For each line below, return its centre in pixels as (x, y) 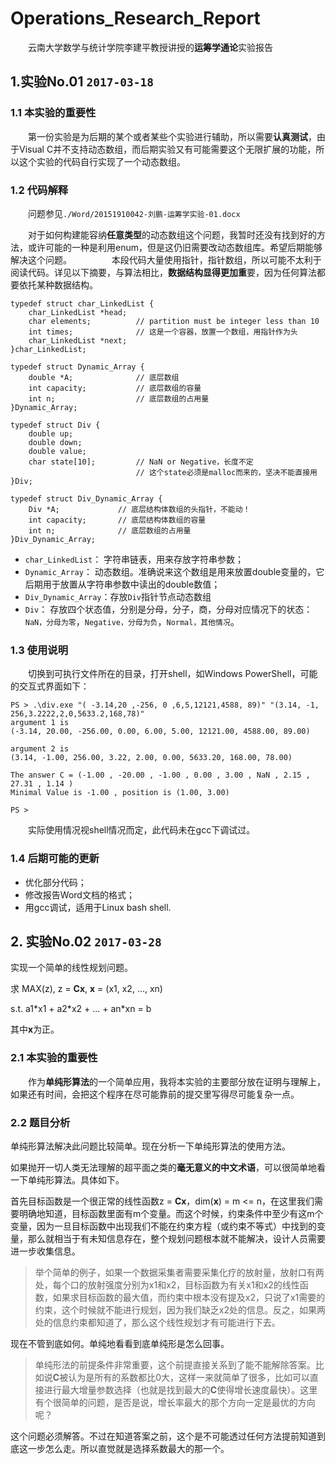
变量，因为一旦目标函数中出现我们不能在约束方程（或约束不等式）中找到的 (163, 1226)
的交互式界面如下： (50, 686)
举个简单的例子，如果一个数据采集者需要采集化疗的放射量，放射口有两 (179, 1272)
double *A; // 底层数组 (104, 377)
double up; (51, 433)
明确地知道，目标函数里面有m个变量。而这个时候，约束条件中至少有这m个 (171, 1213)
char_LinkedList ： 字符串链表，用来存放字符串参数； (134, 559)
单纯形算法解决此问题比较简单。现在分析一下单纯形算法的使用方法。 (150, 1146)
